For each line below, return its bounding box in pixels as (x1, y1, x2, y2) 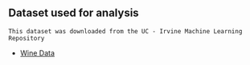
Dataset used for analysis (8, 6, 139, 20)
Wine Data (19, 48, 55, 58)
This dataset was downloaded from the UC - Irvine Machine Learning (8, 27, 243, 35)
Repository (8, 34, 45, 42)
